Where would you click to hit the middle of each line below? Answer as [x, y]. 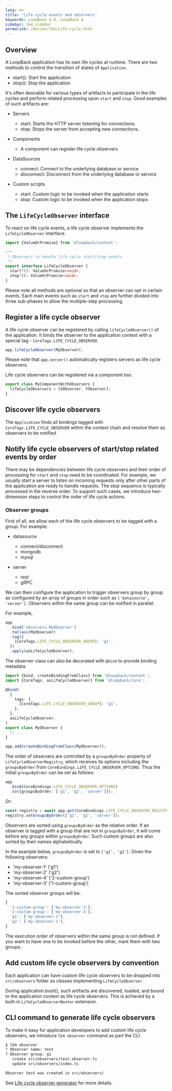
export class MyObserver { [34, 728]
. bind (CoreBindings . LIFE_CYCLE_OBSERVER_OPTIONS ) [64, 787]
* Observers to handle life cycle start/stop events [65, 256]
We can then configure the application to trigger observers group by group [84, 592]
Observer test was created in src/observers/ [55, 1073]
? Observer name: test [29, 1050]
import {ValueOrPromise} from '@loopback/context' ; [61, 243]
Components [26, 139]
